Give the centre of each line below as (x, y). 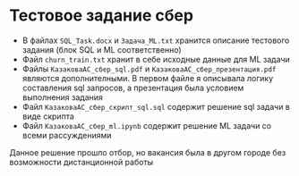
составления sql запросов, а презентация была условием (133, 88)
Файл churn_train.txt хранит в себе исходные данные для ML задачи (156, 59)
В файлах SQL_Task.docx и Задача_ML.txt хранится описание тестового (156, 40)
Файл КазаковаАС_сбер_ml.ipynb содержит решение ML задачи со (146, 125)
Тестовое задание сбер (102, 16)
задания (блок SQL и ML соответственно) (102, 49)
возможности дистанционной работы (81, 162)
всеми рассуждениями (67, 135)
